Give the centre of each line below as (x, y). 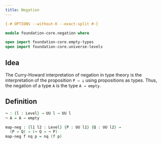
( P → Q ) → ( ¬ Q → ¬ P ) (34, 132)
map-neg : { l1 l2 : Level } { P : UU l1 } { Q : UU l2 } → (63, 127)
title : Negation (22, 10)
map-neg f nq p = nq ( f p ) (34, 137)
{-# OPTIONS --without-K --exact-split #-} (52, 24)
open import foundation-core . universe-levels (54, 47)
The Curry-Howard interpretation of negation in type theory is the (74, 75)
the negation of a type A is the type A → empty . (53, 85)
